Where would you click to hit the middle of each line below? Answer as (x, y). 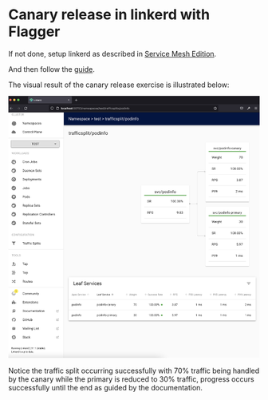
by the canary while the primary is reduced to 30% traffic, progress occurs (131, 379)
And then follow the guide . (52, 69)
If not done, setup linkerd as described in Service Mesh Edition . (112, 53)
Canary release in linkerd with (109, 15)
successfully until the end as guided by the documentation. (106, 388)
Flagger (34, 32)
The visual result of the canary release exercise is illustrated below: (119, 85)
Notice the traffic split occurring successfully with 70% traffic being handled (134, 371)
